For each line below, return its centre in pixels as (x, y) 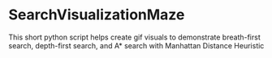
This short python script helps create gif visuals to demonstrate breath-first (135, 37)
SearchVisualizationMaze (97, 15)
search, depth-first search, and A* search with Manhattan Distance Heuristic (136, 45)
